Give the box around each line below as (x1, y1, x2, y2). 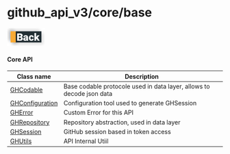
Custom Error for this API (63, 108, 134, 117)
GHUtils (10, 137, 32, 145)
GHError (10, 108, 34, 117)
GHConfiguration (10, 99, 58, 107)
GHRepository (10, 118, 50, 126)
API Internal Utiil (63, 137, 109, 145)
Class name (16, 72, 51, 80)
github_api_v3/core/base (7, 5, 153, 21)
